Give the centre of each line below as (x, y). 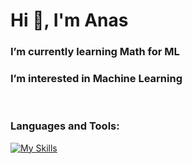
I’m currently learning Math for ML (95, 52)
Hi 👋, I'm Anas (69, 20)
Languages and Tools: (65, 126)
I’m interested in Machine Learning (96, 79)
